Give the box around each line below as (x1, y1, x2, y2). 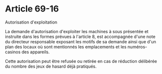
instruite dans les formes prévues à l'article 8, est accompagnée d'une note (5, 34, 156, 39)
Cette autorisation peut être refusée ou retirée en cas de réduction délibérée (5, 58, 157, 64)
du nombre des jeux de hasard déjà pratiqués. (5, 63, 97, 69)
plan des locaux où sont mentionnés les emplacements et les (5, 44, 127, 49)
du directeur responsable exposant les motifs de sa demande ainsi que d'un (5, 38, 156, 44)
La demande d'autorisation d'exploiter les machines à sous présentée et (5, 28, 149, 34)
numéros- (127, 44, 147, 49)
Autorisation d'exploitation (5, 19, 58, 25)
